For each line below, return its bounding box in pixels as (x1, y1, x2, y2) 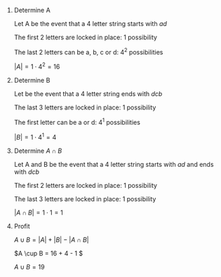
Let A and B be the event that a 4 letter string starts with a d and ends (13, 160, 214, 168)
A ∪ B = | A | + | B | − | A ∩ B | (13, 235, 89, 244)
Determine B (13, 76, 51, 85)
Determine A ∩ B (13, 147, 62, 155)
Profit (13, 222, 30, 230)
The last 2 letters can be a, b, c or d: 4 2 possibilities (13, 47, 163, 56)
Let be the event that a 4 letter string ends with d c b (13, 90, 163, 98)
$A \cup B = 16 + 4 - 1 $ (13, 249, 83, 257)
